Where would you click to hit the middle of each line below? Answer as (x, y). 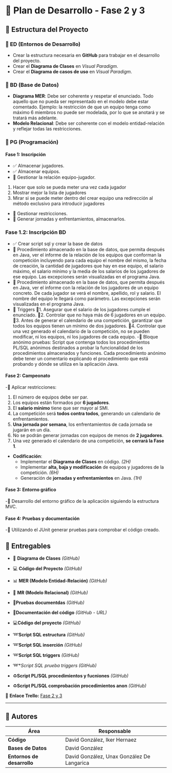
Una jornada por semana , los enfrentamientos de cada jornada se (82, 424)
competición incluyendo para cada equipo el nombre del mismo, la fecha (89, 260)
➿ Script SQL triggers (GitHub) (46, 655)
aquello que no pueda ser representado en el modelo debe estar (81, 102)
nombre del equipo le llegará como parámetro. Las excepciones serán (87, 298)
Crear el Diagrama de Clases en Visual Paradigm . (66, 66)
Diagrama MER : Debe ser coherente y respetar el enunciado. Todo (83, 96)
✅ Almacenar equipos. (36, 172)
